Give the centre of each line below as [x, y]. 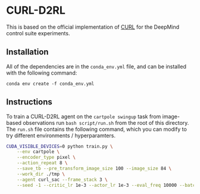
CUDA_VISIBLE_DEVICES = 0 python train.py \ [60, 146]
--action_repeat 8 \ [42, 163]
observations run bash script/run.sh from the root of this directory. [106, 122]
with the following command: [42, 73]
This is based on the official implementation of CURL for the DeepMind [93, 27]
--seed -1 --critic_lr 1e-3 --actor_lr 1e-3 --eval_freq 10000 [97, 185]
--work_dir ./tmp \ [41, 174]
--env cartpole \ [38, 152]
